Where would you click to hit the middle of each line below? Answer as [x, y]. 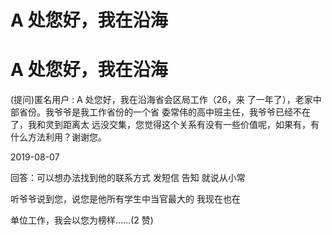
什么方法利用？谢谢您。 [58, 137]
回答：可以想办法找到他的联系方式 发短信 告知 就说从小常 [128, 178]
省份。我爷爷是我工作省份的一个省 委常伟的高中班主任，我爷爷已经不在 [164, 112]
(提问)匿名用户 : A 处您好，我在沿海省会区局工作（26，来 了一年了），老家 [161, 100]
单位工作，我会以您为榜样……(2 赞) [82, 220]
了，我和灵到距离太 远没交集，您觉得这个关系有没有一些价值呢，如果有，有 [165, 125]
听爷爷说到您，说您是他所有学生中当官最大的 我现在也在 [125, 199]
